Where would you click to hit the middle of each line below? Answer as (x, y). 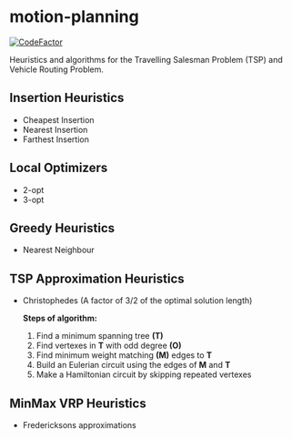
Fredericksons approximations (79, 425)
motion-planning (74, 17)
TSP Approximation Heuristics (97, 278)
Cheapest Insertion (58, 119)
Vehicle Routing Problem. (57, 69)
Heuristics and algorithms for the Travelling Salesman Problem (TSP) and (146, 59)
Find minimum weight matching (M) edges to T (124, 355)
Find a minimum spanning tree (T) (100, 336)
